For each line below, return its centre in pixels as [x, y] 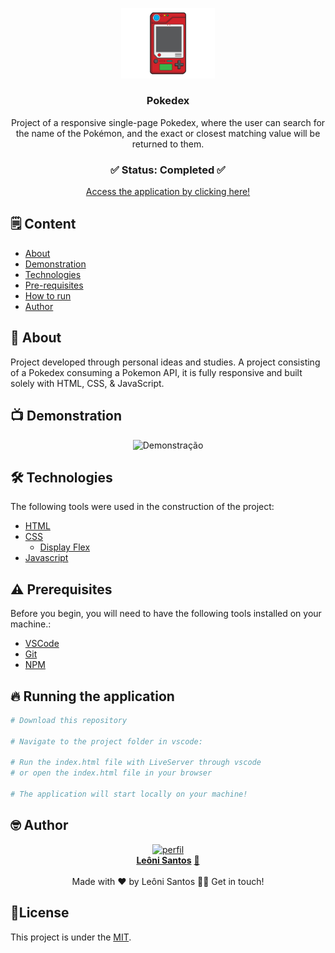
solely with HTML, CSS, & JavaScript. [87, 383]
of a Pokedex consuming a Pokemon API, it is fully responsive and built [156, 372]
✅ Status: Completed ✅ [168, 170]
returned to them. [168, 144]
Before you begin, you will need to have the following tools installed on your [166, 614]
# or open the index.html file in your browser [111, 773]
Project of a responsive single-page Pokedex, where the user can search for [168, 122]
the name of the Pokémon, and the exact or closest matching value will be [168, 133]
